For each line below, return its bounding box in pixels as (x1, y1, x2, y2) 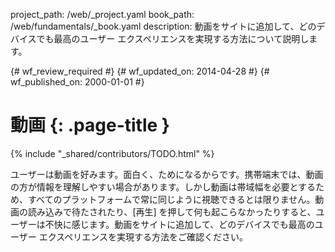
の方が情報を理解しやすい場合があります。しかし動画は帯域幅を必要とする (10, 180, 317, 193)
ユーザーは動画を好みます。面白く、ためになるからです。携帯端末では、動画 (10, 168, 324, 180)
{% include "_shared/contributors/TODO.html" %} (10, 147, 215, 159)
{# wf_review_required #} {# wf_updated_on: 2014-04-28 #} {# (10, 65, 270, 77)
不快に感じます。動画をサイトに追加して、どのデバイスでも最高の (44, 218, 315, 230)
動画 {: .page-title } (10, 114, 170, 137)
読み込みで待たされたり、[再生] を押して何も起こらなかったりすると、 (27, 205, 317, 218)
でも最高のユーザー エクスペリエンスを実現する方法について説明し (36, 33, 310, 44)
